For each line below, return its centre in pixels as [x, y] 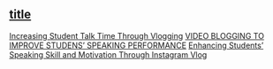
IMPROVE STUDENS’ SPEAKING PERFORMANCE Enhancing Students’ [136, 45]
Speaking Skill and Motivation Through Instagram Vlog [108, 54]
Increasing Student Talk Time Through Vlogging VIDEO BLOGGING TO [137, 35]
